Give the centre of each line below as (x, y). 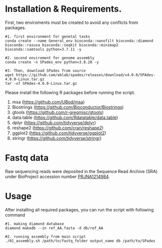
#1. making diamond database (35, 224)
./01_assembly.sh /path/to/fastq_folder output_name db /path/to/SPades (80, 241)
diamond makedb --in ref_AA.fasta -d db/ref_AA (54, 228)
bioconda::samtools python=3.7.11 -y (43, 49)
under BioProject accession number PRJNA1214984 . (58, 176)
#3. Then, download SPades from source (45, 71)
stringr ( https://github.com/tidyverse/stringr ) (57, 138)
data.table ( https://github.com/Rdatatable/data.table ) (65, 117)
